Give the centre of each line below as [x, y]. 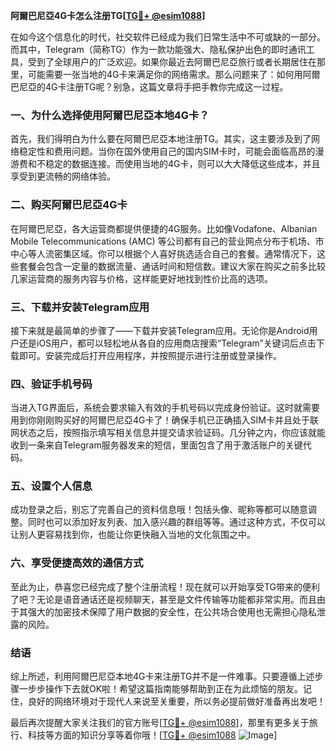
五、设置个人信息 [51, 486]
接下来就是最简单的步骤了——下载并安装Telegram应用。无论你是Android [160, 330]
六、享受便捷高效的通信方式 [77, 563]
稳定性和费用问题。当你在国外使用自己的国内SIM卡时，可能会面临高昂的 [167, 151]
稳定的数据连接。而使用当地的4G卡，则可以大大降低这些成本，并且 [182, 164]
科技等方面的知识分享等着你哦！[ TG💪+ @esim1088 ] [152, 735]
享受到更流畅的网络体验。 [63, 176]
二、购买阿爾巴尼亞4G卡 [69, 205]
